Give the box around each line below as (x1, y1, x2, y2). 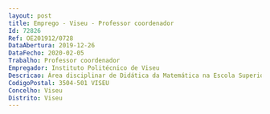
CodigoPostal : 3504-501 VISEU (8, 79, 110, 87)
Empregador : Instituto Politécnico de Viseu (8, 64, 160, 72)
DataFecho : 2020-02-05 (8, 49, 84, 57)
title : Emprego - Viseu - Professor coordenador (8, 19, 174, 27)
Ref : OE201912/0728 (8, 34, 74, 43)
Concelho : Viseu (8, 86, 63, 95)
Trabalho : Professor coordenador (8, 57, 121, 65)
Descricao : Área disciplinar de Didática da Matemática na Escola (8, 71, 235, 79)
